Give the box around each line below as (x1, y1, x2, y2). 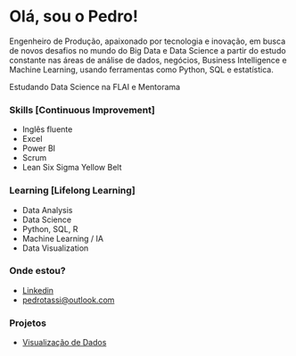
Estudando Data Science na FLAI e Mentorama (9, 81, 181, 92)
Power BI (21, 143, 56, 153)
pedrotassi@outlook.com (21, 294, 115, 305)
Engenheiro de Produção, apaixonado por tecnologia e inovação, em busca (9, 36, 286, 46)
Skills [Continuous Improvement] (9, 103, 156, 116)
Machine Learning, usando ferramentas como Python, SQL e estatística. (9, 64, 274, 75)
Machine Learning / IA (21, 233, 104, 244)
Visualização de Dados (21, 337, 107, 348)
